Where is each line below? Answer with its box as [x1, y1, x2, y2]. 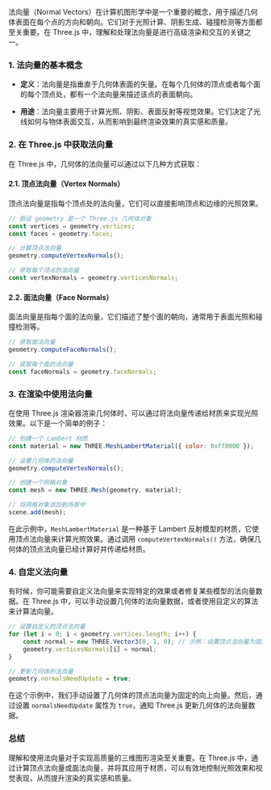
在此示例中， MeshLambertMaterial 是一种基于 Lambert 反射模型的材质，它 [8, 524, 252, 534]
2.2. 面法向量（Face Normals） [8, 292, 114, 302]
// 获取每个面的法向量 [8, 360, 74, 368]
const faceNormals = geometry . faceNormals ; [8, 367, 157, 376]
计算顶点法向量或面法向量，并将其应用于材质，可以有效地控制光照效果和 [15, 763, 256, 772]
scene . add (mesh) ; [8, 509, 67, 517]
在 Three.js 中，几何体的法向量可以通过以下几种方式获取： [8, 158, 202, 168]
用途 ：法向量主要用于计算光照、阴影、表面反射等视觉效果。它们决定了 [19, 107, 254, 116]
